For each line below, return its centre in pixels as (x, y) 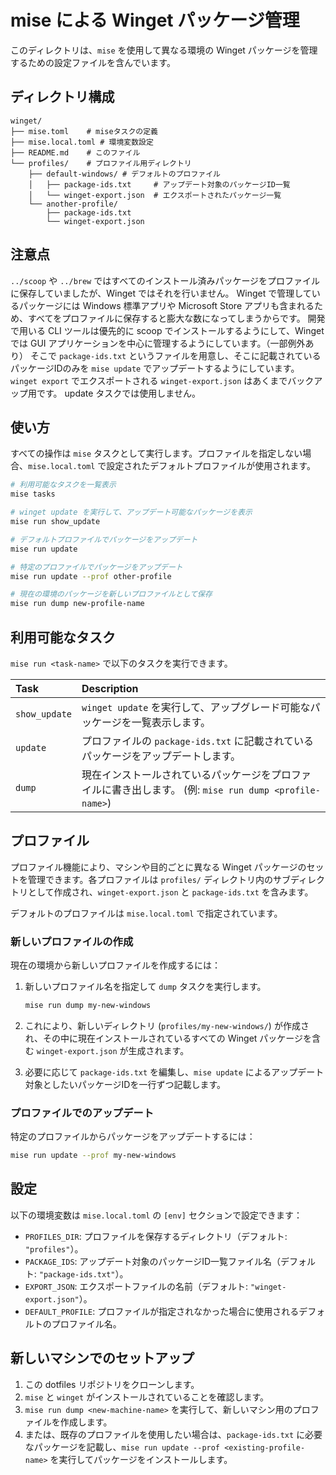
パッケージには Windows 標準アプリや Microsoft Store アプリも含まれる (166, 305)
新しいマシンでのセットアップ (102, 1358)
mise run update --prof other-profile (91, 576)
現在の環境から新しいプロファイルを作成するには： (115, 965)
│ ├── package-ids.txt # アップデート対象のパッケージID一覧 (159, 184)
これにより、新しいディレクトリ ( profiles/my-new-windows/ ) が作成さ (167, 1025)
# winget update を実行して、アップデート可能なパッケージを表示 (131, 512)
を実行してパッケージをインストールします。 (141, 1459)
